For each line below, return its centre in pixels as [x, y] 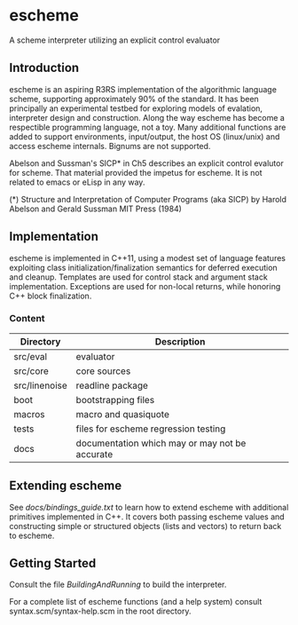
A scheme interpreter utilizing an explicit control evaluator [115, 40]
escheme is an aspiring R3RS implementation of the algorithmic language [143, 89]
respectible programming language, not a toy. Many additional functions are [148, 127]
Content [27, 319]
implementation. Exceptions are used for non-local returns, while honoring [145, 286]
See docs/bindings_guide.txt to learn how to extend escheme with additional [149, 507]
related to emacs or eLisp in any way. [77, 182]
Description [180, 341]
